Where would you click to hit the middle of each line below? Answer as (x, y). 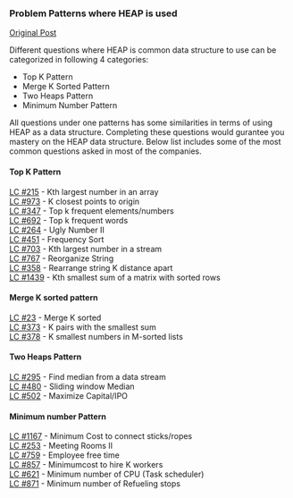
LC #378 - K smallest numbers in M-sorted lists (96, 336)
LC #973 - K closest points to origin (75, 201)
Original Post (33, 33)
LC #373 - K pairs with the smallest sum (83, 327)
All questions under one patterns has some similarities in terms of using (141, 122)
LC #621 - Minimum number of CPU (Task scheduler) (107, 474)
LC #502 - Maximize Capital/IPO (68, 395)
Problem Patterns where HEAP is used (93, 13)
